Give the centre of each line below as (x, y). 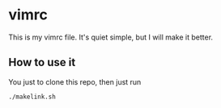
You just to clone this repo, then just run (75, 81)
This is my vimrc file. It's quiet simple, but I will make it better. (110, 37)
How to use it (42, 62)
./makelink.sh (32, 97)
